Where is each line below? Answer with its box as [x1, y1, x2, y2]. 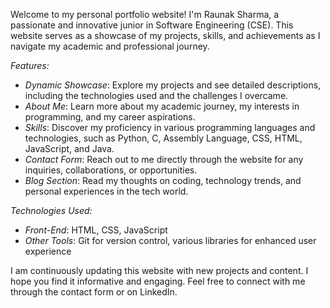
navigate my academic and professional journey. [10, 40, 210, 52]
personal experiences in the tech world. [24, 185, 189, 197]
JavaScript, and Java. [24, 143, 115, 154]
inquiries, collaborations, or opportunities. [24, 164, 198, 176]
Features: [10, 60, 50, 71]
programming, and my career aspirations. [24, 111, 196, 123]
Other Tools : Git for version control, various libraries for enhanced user [24, 235, 317, 246]
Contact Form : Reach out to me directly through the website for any [24, 154, 304, 165]
